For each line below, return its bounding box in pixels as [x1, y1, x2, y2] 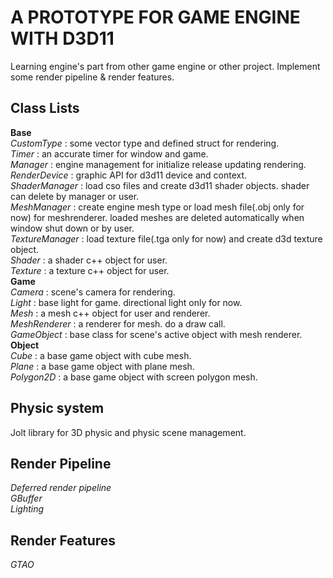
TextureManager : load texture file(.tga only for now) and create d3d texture [10, 232, 323, 245]
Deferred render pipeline [10, 482, 112, 494]
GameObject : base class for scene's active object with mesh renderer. [10, 328, 303, 340]
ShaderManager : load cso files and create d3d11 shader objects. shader [10, 179, 310, 191]
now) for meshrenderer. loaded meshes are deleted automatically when [10, 211, 305, 223]
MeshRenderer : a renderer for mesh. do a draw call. [10, 317, 226, 330]
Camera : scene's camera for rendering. [10, 286, 176, 298]
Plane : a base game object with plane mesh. [10, 360, 195, 372]
